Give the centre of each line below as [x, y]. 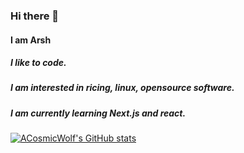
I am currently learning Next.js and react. [98, 113]
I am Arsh [31, 40]
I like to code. [38, 63]
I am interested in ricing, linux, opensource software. [122, 88]
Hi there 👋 [35, 16]
